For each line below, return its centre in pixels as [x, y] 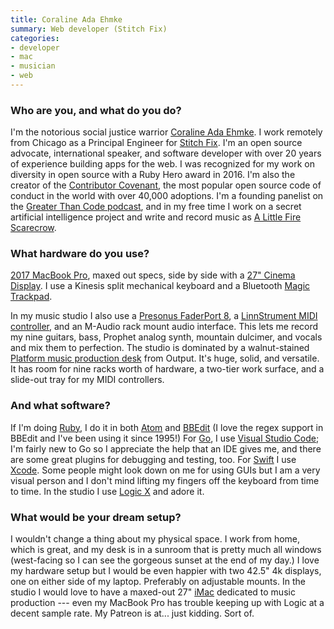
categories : [35, 38]
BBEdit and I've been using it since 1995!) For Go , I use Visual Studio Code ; [165, 438]
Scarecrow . [33, 228]
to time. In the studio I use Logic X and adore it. [107, 491]
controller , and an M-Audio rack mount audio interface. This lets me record [164, 327]
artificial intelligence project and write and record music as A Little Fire [156, 217]
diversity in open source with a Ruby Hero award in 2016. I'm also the [153, 175]
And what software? [60, 406]
